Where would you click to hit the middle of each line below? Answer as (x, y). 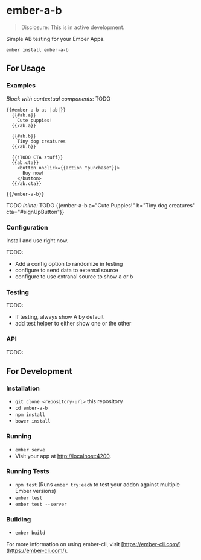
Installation (23, 388)
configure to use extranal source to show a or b (74, 276)
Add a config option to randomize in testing (69, 263)
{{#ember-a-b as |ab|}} (36, 110)
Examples (21, 86)
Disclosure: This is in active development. (73, 27)
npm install (30, 415)
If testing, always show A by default (59, 317)
